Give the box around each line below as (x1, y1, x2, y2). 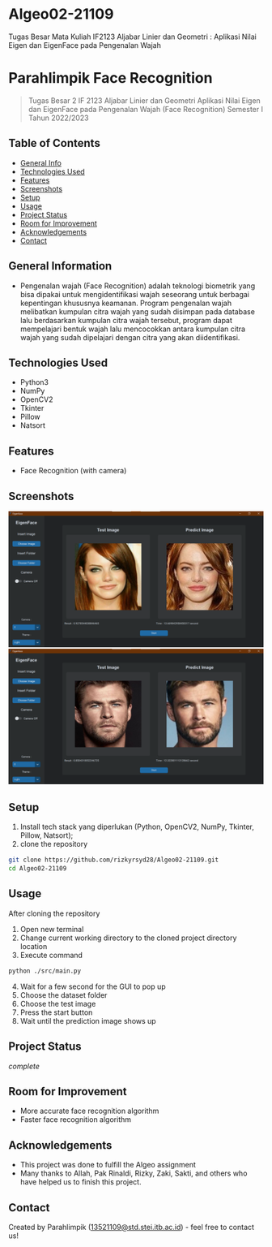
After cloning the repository (8, 908, 100, 918)
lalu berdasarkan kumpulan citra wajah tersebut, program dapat (19, 315, 233, 325)
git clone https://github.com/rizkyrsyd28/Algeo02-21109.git (8, 856, 219, 865)
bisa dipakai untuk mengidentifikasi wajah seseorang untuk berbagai (19, 289, 249, 299)
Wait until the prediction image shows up (19, 1016, 156, 1025)
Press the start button (19, 1008, 93, 1017)
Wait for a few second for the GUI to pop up (19, 982, 166, 991)
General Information (8, 259, 113, 273)
